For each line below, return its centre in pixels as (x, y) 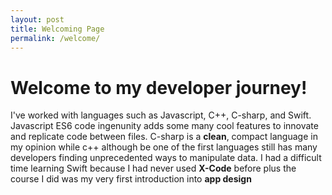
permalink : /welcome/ (55, 38)
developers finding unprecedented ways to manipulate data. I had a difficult (166, 158)
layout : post (37, 19)
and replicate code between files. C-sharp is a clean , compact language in (164, 137)
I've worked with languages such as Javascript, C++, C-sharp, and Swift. (161, 115)
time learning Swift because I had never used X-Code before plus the (153, 168)
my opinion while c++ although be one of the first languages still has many (164, 147)
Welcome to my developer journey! (159, 87)
